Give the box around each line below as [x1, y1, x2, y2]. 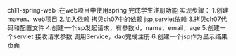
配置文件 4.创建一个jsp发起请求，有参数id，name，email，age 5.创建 [19, 24, 220, 31]
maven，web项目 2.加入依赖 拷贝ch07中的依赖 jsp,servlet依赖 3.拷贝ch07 [7, 15, 221, 23]
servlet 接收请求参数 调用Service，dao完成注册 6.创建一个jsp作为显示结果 [13, 32, 228, 41]
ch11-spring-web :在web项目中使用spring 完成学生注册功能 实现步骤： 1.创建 [7, 6, 229, 14]
